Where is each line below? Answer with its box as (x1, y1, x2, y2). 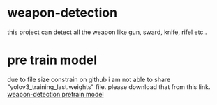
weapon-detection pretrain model (7, 90, 104, 98)
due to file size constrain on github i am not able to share (7, 75, 171, 83)
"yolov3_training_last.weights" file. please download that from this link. (7, 82, 211, 91)
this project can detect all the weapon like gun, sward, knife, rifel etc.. (7, 28, 207, 36)
